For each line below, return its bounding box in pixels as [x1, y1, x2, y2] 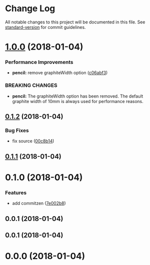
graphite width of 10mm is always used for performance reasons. [12, 98, 144, 104]
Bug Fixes [5, 127, 29, 134]
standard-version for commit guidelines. [5, 24, 86, 30]
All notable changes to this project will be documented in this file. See [5, 19, 146, 25]
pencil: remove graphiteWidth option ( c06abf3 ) [12, 70, 108, 76]
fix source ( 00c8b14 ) [12, 138, 55, 144]
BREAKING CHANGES [5, 82, 58, 89]
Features [5, 189, 27, 196]
